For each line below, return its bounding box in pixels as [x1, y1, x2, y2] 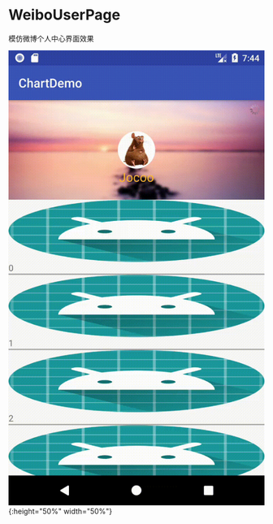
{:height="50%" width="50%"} [8, 506, 113, 516]
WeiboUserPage [8, 6, 120, 24]
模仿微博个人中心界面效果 [8, 33, 94, 43]
